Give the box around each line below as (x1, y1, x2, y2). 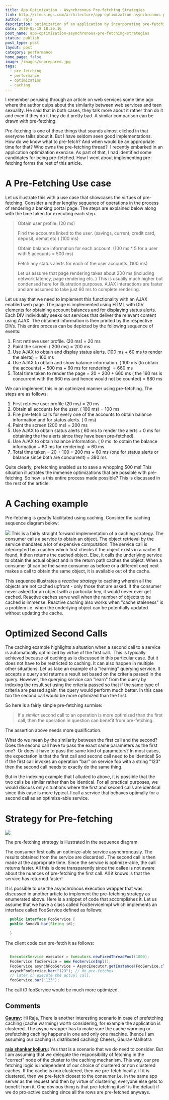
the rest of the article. (5, 480, 50, 486)
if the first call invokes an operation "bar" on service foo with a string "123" (5, 758, 161, 764)
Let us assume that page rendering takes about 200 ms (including (17, 270, 154, 276)
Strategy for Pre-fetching (5, 813, 113, 824)
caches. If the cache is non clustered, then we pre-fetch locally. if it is (5, 1067, 150, 1074)
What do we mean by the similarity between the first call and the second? (5, 737, 157, 743)
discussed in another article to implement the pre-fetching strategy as (5, 891, 150, 897)
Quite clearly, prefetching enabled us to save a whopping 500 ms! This (5, 464, 152, 470)
